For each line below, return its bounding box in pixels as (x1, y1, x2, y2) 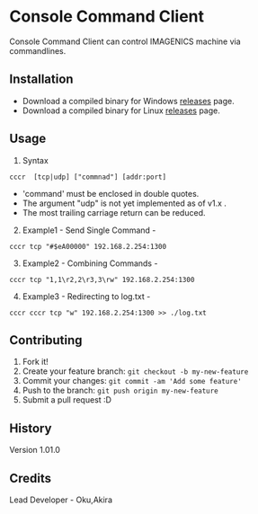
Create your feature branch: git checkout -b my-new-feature (22, 366, 249, 377)
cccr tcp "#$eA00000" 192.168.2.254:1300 (9, 242, 167, 251)
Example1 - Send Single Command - (22, 225, 156, 235)
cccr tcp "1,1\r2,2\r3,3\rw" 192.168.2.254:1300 (9, 275, 195, 284)
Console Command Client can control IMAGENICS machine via (9, 36, 241, 47)
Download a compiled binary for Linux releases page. (22, 105, 220, 116)
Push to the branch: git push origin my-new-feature (22, 385, 218, 396)
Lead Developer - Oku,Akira (9, 494, 113, 505)
